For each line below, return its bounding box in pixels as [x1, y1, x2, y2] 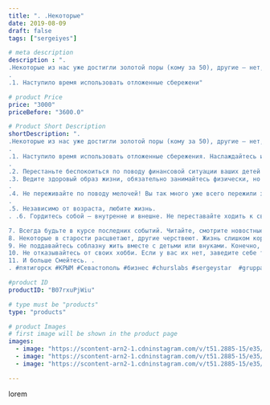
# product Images [8, 322, 67, 330]
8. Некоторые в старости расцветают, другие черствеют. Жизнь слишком [8, 234, 250, 242]
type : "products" [8, 308, 67, 316]
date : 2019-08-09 [8, 19, 67, 27]
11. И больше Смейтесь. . [8, 256, 95, 265]
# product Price [8, 93, 63, 101]
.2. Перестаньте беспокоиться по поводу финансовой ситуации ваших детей [8, 167, 261, 175]
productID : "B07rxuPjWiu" [8, 286, 95, 294]
